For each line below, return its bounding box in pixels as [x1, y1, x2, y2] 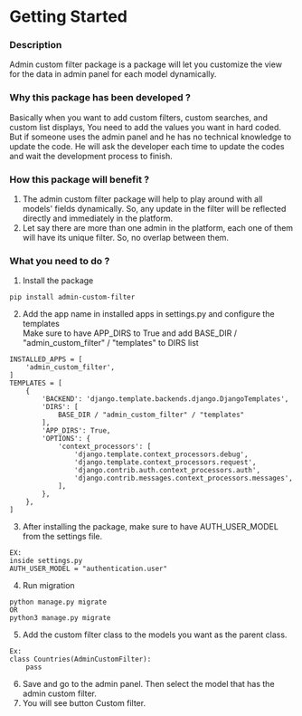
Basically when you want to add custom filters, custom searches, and [9, 111, 269, 123]
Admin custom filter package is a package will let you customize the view [9, 59, 283, 70]
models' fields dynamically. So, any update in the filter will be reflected [22, 204, 287, 215]
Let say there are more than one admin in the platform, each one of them [22, 223, 294, 234]
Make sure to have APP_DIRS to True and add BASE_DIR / [22, 328, 238, 339]
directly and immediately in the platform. [22, 213, 174, 224]
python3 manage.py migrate [9, 614, 111, 623]
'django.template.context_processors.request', [73, 458, 257, 467]
